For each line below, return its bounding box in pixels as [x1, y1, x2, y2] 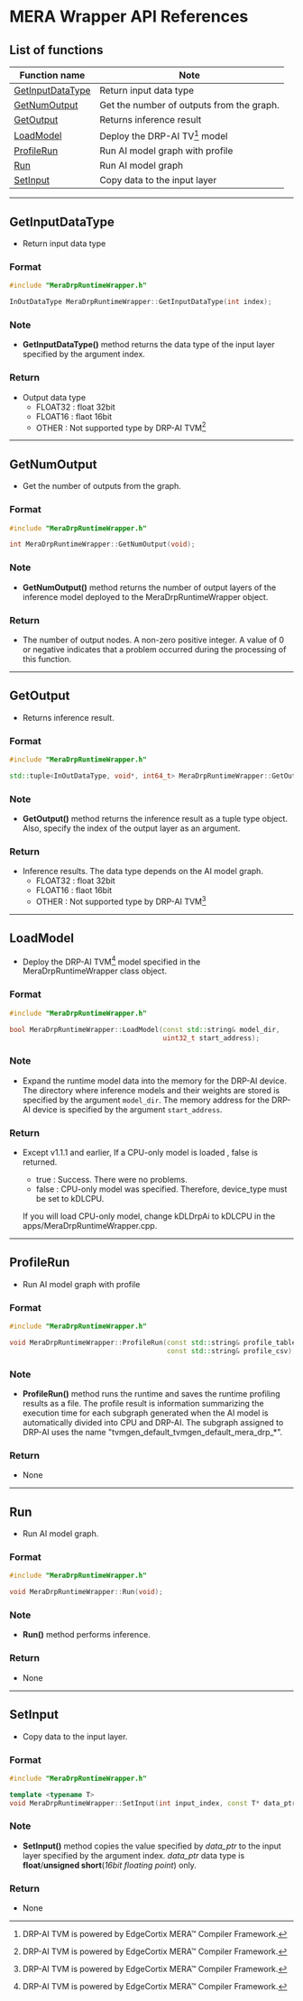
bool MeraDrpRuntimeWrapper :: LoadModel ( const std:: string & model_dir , [9, 1025, 280, 1034]
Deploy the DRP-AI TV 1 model [98, 128, 228, 143]
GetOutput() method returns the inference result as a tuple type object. [22, 814, 289, 825]
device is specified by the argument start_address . [32, 1103, 223, 1115]
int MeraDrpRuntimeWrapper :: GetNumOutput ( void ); [9, 539, 196, 549]
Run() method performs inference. [22, 1629, 151, 1640]
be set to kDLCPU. [35, 1193, 105, 1203]
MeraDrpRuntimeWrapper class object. [22, 965, 168, 976]
